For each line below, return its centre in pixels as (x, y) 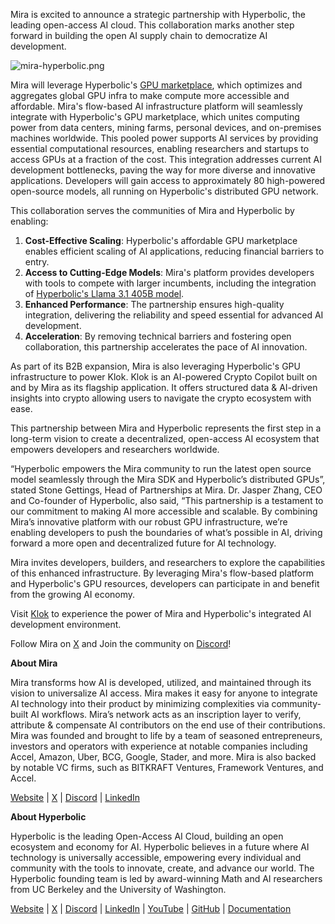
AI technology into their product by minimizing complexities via (140, 703)
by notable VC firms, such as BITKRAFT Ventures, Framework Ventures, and (167, 767)
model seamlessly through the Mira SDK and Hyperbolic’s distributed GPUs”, (168, 479)
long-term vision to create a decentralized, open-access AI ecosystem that (165, 438)
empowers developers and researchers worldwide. (115, 449)
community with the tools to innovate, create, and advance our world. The (162, 868)
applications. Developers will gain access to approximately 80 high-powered (168, 180)
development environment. (66, 624)
